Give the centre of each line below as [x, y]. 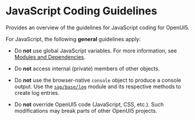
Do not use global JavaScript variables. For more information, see [96, 50]
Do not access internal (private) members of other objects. [87, 68]
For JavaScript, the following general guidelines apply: [73, 39]
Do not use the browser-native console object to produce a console [97, 80]
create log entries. [37, 93]
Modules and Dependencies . [50, 57]
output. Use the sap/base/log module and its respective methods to [97, 86]
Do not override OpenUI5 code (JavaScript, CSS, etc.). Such [89, 104]
